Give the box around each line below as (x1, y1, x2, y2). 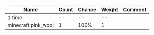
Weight (101, 6, 118, 12)
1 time (7, 14, 22, 21)
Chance (78, 6, 97, 12)
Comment (123, 6, 147, 12)
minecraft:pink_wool (7, 22, 54, 28)
